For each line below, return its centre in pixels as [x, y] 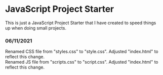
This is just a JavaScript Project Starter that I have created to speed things [81, 23]
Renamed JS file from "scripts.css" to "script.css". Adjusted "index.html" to [82, 62]
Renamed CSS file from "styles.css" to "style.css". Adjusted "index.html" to [82, 52]
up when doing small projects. [36, 28]
